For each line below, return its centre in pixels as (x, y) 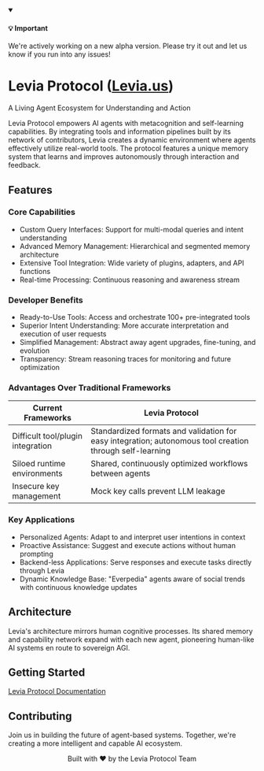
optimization (40, 368)
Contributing (40, 716)
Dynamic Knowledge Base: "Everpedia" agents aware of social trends (132, 579)
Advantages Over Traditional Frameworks (90, 388)
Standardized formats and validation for (164, 432)
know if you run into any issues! (60, 54)
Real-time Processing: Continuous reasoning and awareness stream (129, 280)
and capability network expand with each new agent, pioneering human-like (131, 639)
